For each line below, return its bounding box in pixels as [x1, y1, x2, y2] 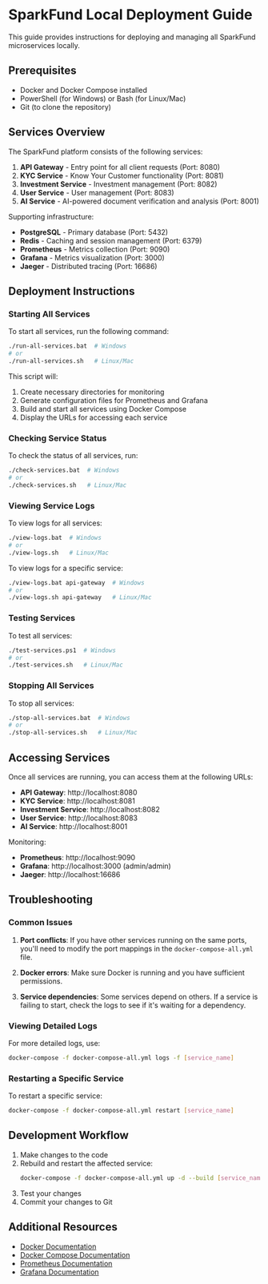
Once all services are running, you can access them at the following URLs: [8, 772, 254, 782]
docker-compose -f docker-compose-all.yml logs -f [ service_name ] [8, 1053, 234, 1062]
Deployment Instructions [8, 284, 135, 298]
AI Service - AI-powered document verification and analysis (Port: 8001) [19, 196, 260, 206]
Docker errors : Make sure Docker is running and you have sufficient [19, 968, 246, 977]
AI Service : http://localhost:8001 [19, 822, 128, 831]
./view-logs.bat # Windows [8, 534, 102, 542]
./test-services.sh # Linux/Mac [8, 661, 124, 670]
